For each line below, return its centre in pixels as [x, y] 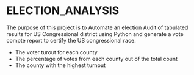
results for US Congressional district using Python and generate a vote [95, 34]
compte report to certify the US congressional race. [71, 40]
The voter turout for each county [56, 52]
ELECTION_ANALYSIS [63, 11]
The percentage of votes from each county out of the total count [96, 59]
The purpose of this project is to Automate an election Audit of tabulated [97, 27]
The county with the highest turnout [60, 65]
